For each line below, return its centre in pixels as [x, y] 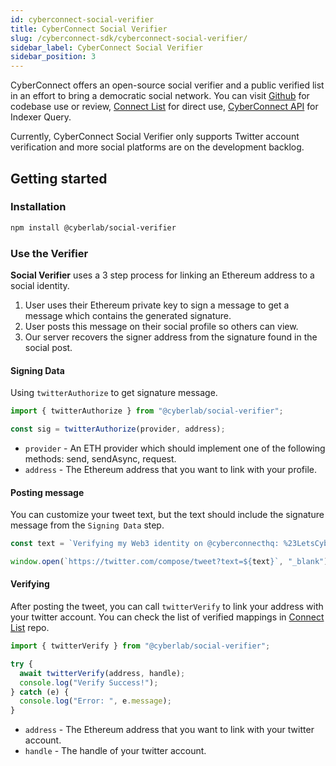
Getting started [59, 178]
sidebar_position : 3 [53, 57]
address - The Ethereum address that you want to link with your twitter [169, 730]
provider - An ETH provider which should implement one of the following [175, 448]
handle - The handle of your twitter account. [115, 751]
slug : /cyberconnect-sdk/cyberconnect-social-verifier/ [129, 38]
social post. [48, 347]
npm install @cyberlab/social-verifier [93, 227]
